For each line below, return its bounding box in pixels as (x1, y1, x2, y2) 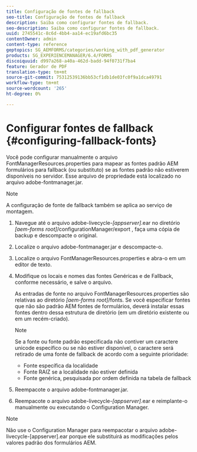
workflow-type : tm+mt (6, 80, 60, 86)
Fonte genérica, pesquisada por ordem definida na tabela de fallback (23, 374, 192, 381)
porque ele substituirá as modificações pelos (68, 433, 179, 440)
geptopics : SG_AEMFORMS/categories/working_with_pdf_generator (6, 47, 165, 53)
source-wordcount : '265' (6, 86, 67, 91)
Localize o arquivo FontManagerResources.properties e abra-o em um (14, 254, 186, 261)
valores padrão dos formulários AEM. (6, 439, 97, 446)
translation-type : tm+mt (6, 69, 67, 75)
